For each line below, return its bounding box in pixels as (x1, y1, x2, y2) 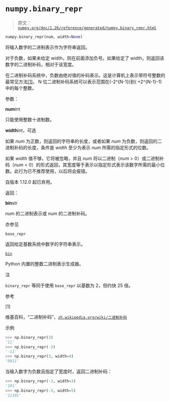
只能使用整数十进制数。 (5, 116, 54, 122)
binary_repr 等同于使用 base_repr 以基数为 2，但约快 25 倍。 (5, 282, 133, 288)
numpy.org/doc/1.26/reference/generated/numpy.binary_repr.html (17, 25, 157, 31)
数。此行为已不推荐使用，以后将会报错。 (5, 168, 90, 174)
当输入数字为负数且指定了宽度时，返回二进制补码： (5, 368, 112, 374)
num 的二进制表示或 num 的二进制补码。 (5, 210, 90, 217)
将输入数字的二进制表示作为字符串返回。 (5, 44, 90, 50)
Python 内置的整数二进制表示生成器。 (5, 260, 84, 266)
